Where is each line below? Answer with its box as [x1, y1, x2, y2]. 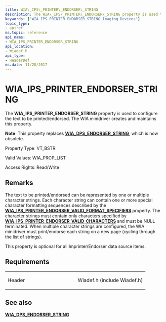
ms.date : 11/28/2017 [5, 62, 48, 67]
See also [5, 298, 32, 307]
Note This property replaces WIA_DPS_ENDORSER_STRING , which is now [5, 130, 158, 136]
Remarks [5, 179, 34, 187]
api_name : [5, 35, 26, 40]
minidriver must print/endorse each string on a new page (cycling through [5, 228, 156, 235]
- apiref [5, 26, 23, 31]
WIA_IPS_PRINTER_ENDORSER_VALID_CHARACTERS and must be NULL [5, 218, 155, 224]
